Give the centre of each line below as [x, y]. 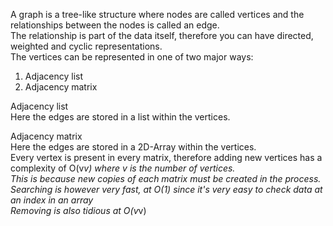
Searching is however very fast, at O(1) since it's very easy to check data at [166, 189]
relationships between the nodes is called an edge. [115, 25]
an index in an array [52, 200]
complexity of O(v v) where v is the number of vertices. [123, 168]
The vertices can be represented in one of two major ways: [132, 57]
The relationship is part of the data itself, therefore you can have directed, [162, 35]
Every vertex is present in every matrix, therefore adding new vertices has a [166, 157]
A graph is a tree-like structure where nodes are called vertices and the [157, 14]
